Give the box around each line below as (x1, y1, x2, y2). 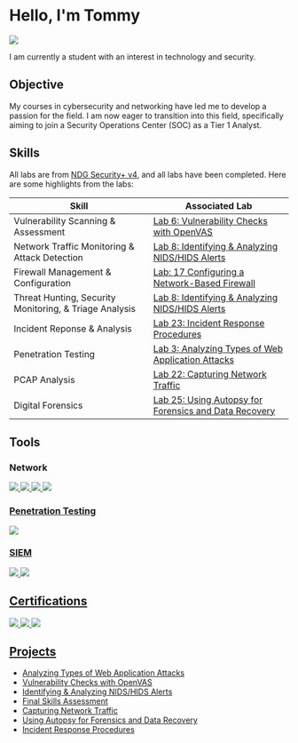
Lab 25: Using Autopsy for (153, 393, 263, 405)
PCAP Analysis (13, 373, 75, 386)
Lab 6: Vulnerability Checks (153, 214, 268, 227)
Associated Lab (184, 199, 253, 212)
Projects (9, 644, 57, 659)
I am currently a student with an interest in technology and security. (9, 51, 256, 62)
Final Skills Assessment (21, 696, 108, 707)
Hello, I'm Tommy (9, 5, 140, 26)
